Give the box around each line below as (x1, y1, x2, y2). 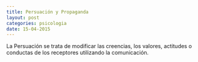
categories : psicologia (6, 20, 67, 26)
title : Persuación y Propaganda (6, 9, 89, 15)
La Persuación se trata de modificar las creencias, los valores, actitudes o (6, 43, 193, 50)
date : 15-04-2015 (6, 26, 51, 32)
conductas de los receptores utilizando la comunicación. (6, 49, 149, 57)
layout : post (6, 15, 40, 21)
